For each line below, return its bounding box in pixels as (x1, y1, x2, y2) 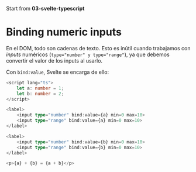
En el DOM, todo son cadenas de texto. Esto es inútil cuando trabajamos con (6, 44, 191, 51)
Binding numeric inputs (6, 26, 122, 39)
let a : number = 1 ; (16, 85, 64, 91)
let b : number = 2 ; (16, 91, 64, 97)
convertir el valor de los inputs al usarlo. (6, 57, 103, 64)
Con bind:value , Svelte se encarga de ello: (6, 68, 109, 75)
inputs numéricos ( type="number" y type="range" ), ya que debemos (6, 51, 170, 58)
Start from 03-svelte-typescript (6, 5, 85, 12)
